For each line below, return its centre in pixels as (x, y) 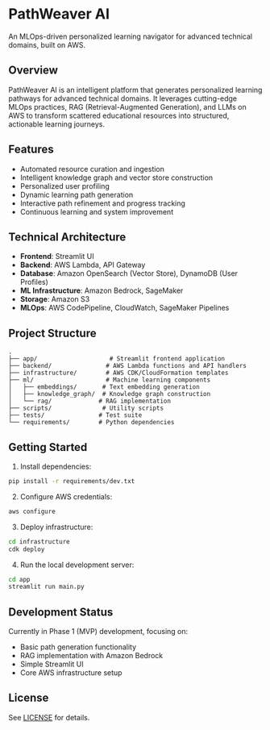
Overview (33, 71)
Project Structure (52, 333)
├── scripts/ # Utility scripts (86, 408)
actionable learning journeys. (56, 124)
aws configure (32, 511)
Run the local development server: (77, 565)
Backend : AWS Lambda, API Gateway (83, 265)
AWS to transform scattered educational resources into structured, (119, 115)
